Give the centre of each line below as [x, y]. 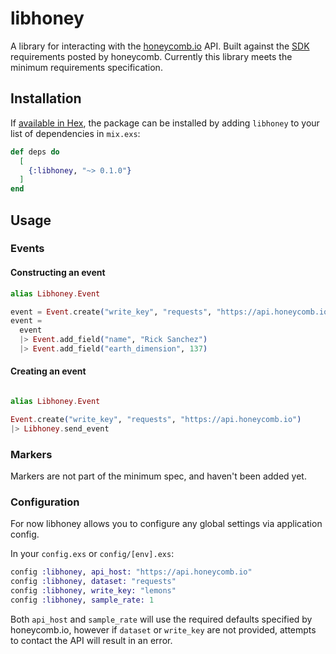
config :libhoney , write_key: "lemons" [93, 591]
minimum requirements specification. [86, 67]
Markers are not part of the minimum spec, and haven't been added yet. [158, 476]
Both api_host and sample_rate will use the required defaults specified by [161, 619]
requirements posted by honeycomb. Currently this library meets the [151, 56]
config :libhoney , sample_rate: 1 [82, 600]
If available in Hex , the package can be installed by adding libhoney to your [165, 123]
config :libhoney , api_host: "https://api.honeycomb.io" [131, 572]
